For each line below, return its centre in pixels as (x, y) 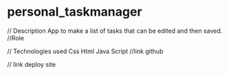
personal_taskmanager (75, 12)
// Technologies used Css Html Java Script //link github (85, 51)
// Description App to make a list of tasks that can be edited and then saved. (115, 31)
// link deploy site (32, 64)
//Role (15, 37)
